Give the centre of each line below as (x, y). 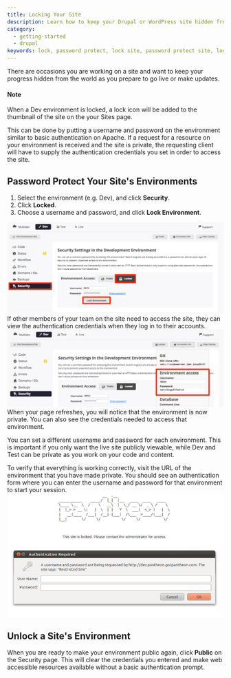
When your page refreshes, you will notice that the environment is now (107, 412)
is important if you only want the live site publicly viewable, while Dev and (111, 447)
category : (21, 29)
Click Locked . (37, 205)
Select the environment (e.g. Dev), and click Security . (93, 198)
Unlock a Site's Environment (69, 636)
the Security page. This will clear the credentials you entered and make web (115, 660)
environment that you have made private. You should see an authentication (113, 475)
